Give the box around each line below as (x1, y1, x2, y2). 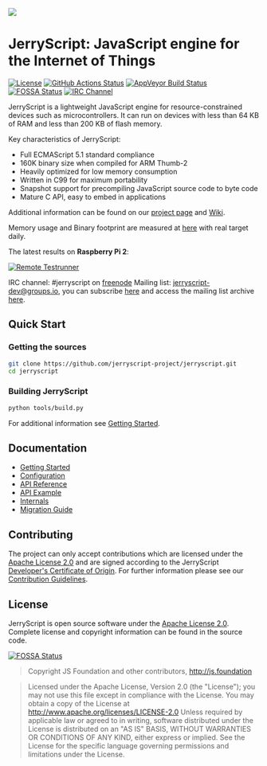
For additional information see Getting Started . (8, 418, 161, 428)
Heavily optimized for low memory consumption (19, 166, 178, 176)
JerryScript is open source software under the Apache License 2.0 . (8, 618, 230, 628)
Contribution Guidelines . (8, 574, 88, 584)
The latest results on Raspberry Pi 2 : (8, 247, 129, 256)
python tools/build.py (8, 404, 84, 412)
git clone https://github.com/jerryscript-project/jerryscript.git (8, 359, 238, 368)
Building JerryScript (8, 386, 88, 397)
